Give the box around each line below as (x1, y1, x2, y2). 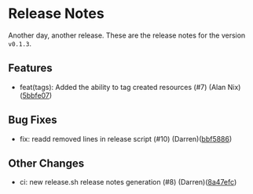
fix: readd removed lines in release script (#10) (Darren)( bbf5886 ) (19, 134, 233, 143)
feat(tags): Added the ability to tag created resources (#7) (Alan (19, 82, 226, 92)
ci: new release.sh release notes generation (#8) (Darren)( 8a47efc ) (19, 178, 237, 187)
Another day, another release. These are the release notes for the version (8, 31, 246, 40)
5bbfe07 (22, 91, 49, 100)
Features (8, 62, 53, 75)
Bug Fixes (8, 113, 57, 127)
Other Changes (8, 156, 85, 170)
